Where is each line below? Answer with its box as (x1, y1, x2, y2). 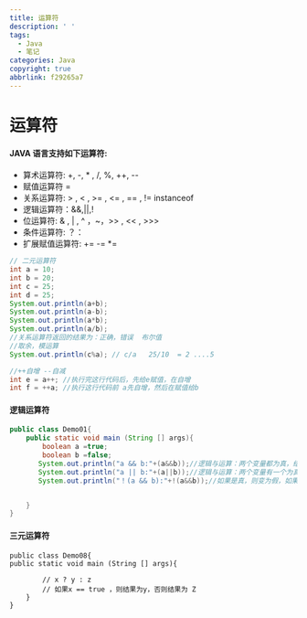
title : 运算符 (9, 13, 59, 23)
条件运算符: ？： (22, 227, 84, 238)
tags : (9, 30, 30, 39)
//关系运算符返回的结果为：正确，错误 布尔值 (9, 333, 163, 343)
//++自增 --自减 (9, 367, 66, 376)
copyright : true (9, 65, 71, 74)
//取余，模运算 (9, 341, 59, 350)
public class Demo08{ (9, 550, 92, 560)
